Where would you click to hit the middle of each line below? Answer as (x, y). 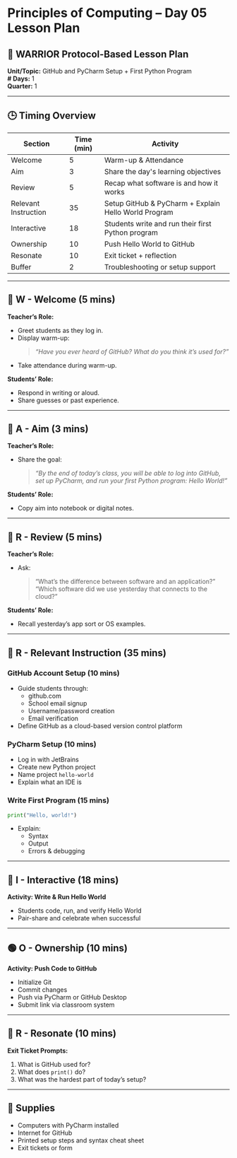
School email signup (57, 703)
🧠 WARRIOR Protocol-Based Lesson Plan (98, 54)
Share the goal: (39, 460)
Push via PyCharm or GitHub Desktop (72, 998)
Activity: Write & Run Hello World (57, 897)
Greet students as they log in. (60, 330)
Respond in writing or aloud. (59, 392)
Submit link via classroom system (66, 1005)
